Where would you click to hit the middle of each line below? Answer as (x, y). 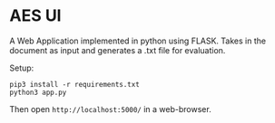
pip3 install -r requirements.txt (75, 84)
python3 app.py (38, 92)
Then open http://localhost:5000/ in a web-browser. (110, 109)
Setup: (22, 68)
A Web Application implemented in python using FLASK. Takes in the (137, 41)
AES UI (35, 16)
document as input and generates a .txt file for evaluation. (118, 50)
